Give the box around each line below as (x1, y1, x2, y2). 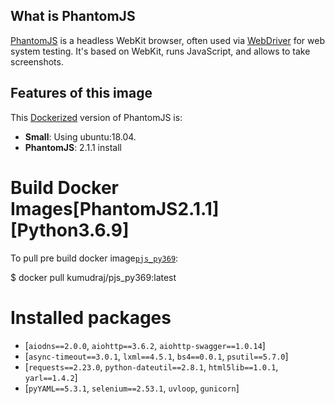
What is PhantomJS (10, 8, 136, 25)
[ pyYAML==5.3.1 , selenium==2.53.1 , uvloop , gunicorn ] (24, 382, 240, 394)
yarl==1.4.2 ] (24, 371, 78, 383)
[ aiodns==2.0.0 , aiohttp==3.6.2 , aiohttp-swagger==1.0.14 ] (24, 339, 266, 351)
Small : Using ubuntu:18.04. (24, 130, 137, 143)
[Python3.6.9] (10, 219, 130, 241)
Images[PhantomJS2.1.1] (10, 197, 220, 220)
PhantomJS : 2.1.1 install (24, 141, 122, 153)
